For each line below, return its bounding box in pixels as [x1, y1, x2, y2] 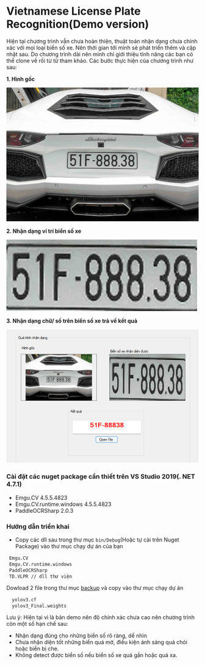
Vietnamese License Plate [6, 4, 141, 18]
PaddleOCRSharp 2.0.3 [15, 507, 74, 514]
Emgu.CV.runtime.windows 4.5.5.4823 [15, 500, 112, 508]
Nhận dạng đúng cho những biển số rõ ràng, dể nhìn [15, 632, 148, 639]
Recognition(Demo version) [6, 17, 149, 31]
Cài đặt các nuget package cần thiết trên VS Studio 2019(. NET [6, 472, 195, 481]
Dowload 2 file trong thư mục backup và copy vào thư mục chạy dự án [6, 584, 184, 592]
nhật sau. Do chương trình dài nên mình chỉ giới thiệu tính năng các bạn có [6, 50, 193, 57]
